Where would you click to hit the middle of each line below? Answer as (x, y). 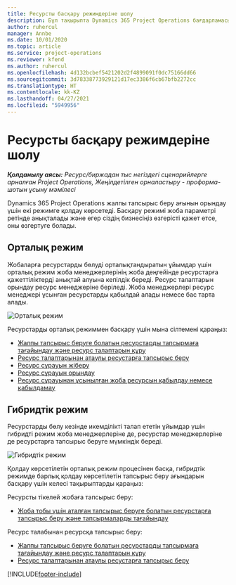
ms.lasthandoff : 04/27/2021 (48, 99)
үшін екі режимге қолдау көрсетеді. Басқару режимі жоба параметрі (112, 210)
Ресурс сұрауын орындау (56, 373)
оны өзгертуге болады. (42, 225)
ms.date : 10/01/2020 (38, 40)
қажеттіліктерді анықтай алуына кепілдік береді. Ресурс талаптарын (111, 279)
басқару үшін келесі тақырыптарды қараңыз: (76, 484)
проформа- (203, 182)
